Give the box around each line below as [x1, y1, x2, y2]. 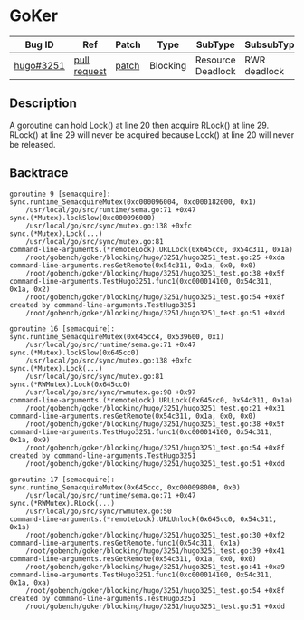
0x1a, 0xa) [9, 577, 51, 587]
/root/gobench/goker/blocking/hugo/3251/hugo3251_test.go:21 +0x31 [25, 403, 285, 412]
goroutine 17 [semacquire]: [9, 475, 116, 484]
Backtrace [9, 165, 69, 181]
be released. [9, 139, 56, 150]
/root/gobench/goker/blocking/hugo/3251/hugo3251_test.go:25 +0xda [25, 253, 285, 262]
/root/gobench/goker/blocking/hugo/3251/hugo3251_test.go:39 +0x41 [25, 546, 285, 556]
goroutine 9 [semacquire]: [9, 189, 111, 199]
